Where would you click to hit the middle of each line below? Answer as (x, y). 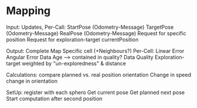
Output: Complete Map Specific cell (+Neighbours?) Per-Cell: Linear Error (95, 50)
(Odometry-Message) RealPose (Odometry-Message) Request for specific (96, 33)
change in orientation (32, 81)
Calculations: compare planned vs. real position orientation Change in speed (98, 75)
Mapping (29, 11)
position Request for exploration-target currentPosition (72, 39)
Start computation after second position (54, 99)
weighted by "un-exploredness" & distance (74, 63)
